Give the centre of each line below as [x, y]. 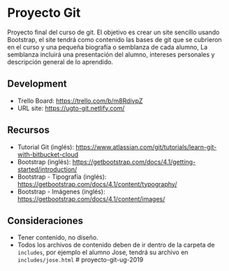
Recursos [29, 130]
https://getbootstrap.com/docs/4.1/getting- [134, 161]
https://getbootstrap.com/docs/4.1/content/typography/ [97, 184]
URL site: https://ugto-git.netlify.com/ [71, 108]
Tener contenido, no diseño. [58, 237]
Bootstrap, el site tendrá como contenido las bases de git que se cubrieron [114, 39]
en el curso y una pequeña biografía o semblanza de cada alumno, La [108, 47]
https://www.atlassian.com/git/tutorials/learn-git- [146, 147]
